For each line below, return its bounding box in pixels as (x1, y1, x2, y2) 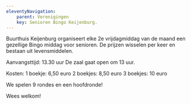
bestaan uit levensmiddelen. (6, 48, 74, 55)
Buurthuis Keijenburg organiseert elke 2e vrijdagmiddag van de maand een (6, 35, 186, 42)
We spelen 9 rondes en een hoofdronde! (6, 81, 103, 88)
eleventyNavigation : (6, 8, 56, 15)
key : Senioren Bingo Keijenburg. (16, 19, 98, 25)
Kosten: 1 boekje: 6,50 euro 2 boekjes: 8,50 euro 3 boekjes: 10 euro (6, 70, 168, 77)
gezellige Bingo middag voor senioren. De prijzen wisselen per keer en (6, 41, 176, 48)
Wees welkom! (6, 92, 41, 99)
